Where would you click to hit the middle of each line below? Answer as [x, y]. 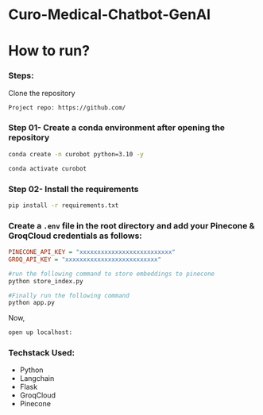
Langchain [37, 378]
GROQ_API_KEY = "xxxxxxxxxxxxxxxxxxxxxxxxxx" [85, 259]
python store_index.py [46, 281]
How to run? [49, 51]
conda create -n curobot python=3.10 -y [76, 154]
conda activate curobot [48, 168]
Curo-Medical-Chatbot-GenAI [110, 15]
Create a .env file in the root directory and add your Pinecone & [132, 225]
